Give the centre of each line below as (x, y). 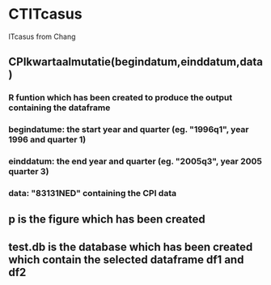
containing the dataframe (59, 108)
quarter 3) (29, 172)
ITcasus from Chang (42, 36)
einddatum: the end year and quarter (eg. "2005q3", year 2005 (135, 161)
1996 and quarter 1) (47, 140)
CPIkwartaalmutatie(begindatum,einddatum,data (135, 62)
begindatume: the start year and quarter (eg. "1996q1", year (129, 130)
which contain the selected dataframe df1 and (126, 259)
